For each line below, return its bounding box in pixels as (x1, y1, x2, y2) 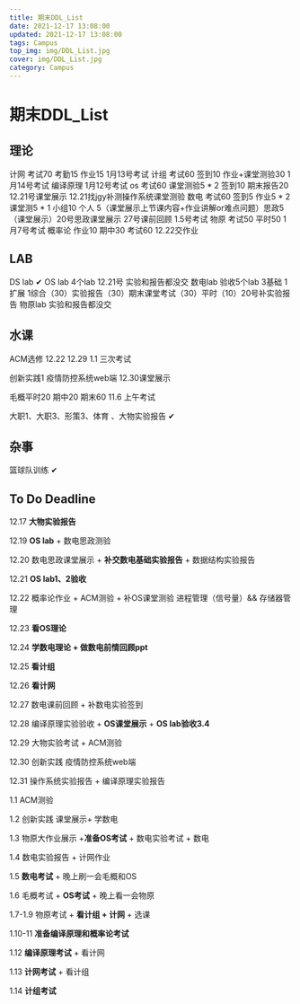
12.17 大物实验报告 (9, 516, 76, 527)
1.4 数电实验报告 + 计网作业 (9, 852, 110, 863)
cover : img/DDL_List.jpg (9, 55, 102, 64)
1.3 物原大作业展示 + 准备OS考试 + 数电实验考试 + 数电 (9, 832, 209, 844)
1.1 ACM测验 (9, 795, 54, 806)
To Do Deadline (9, 491, 96, 506)
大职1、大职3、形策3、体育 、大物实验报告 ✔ (9, 410, 175, 421)
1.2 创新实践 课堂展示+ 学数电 (9, 814, 119, 824)
